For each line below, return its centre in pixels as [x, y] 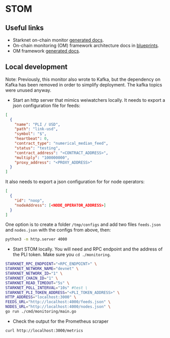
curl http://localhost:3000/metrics [44, 330]
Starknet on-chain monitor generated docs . [58, 40]
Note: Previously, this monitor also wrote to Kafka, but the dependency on [83, 79]
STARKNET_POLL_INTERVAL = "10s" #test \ [46, 288]
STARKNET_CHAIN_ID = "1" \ [32, 278]
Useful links [25, 28]
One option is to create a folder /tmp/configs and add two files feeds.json [83, 224]
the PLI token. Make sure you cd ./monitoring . [62, 255]
